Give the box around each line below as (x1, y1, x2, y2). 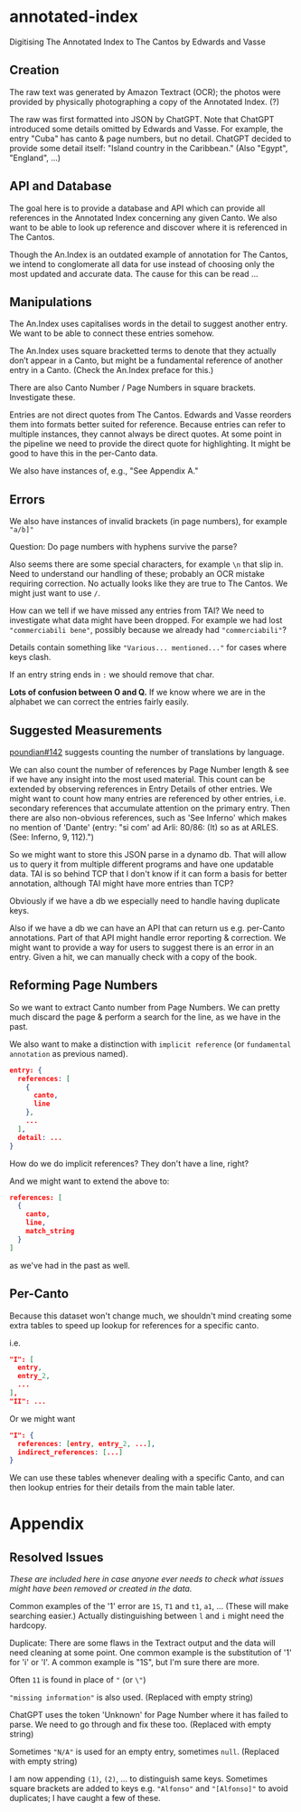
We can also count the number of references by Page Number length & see (9, 764, 289, 775)
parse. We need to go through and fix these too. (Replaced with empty (9, 1719, 272, 1731)
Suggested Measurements (9, 723, 163, 738)
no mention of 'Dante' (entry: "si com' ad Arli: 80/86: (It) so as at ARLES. (9, 822, 278, 832)
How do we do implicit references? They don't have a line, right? (9, 1157, 249, 1169)
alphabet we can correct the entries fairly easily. (9, 696, 190, 707)
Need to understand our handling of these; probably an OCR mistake (9, 569, 265, 580)
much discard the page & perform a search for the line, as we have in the (9, 1011, 281, 1022)
